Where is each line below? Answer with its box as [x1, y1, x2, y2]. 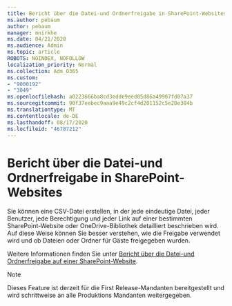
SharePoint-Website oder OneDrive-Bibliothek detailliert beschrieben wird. [7, 222, 219, 230]
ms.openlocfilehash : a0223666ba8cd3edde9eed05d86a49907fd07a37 [7, 94, 193, 101]
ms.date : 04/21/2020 [7, 36, 67, 43]
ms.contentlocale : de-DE [7, 112, 79, 119]
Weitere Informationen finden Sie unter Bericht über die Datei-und [7, 249, 195, 258]
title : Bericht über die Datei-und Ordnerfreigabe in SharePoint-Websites [7, 10, 227, 17]
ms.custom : [7, 74, 39, 81]
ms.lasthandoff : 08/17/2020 [7, 119, 88, 126]
